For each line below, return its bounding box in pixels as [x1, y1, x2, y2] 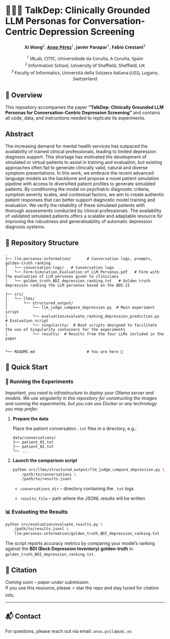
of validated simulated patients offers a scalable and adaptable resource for [5, 213, 163, 219]
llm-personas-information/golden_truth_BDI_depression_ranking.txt [14, 531, 159, 536]
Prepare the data [12, 415, 49, 421]
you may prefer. [5, 406, 38, 412]
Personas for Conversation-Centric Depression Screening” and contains [5, 110, 160, 116]
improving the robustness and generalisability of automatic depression [5, 219, 153, 225]
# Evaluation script [5, 318, 49, 323]
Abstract [5, 130, 34, 138]
